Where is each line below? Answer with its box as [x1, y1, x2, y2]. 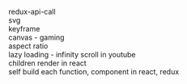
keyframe [8, 24, 40, 33]
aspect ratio [8, 41, 49, 51]
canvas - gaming [8, 32, 65, 42]
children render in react [8, 58, 87, 68]
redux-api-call [8, 7, 56, 16]
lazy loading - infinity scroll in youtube [8, 50, 136, 59]
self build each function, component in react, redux [8, 67, 180, 76]
